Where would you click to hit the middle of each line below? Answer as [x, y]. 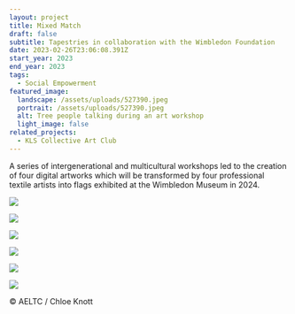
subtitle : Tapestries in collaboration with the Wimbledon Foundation [142, 42]
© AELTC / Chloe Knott [51, 301]
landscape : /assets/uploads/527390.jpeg [93, 100]
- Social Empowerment [57, 83]
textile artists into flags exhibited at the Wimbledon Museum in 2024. [135, 184]
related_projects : [43, 133]
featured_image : [39, 91]
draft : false [33, 34]
